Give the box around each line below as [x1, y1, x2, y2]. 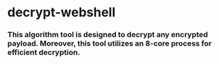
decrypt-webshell [7, 4, 116, 21]
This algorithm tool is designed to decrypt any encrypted [7, 30, 208, 40]
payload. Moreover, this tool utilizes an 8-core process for [7, 38, 212, 48]
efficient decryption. [7, 48, 80, 58]
